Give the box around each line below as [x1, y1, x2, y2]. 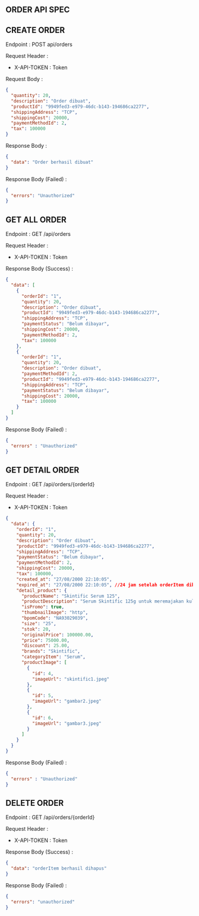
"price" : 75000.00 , [21, 637, 70, 643]
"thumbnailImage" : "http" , [21, 610, 89, 616]
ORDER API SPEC [5, 5, 70, 15]
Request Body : [5, 76, 43, 83]
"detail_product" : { [16, 587, 67, 594]
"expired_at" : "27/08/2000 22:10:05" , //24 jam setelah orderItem [16, 582, 184, 588]
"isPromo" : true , [21, 604, 65, 610]
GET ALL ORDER [5, 215, 67, 225]
